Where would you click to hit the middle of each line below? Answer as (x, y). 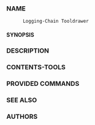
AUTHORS (22, 116)
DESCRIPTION (28, 50)
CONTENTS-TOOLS (36, 67)
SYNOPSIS (21, 34)
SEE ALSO (22, 100)
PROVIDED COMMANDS (43, 83)
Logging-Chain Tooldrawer (55, 21)
